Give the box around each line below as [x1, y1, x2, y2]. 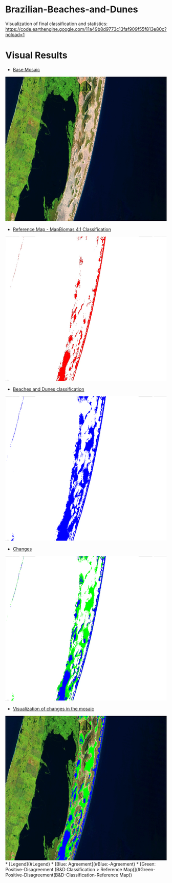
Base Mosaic [12, 66, 40, 72]
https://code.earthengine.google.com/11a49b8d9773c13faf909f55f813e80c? [5, 26, 167, 32]
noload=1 [5, 31, 25, 37]
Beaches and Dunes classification [12, 386, 84, 392]
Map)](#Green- [123, 866, 156, 872]
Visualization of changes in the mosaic [12, 705, 95, 712]
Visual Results [5, 50, 68, 61]
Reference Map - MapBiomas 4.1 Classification [12, 226, 112, 232]
